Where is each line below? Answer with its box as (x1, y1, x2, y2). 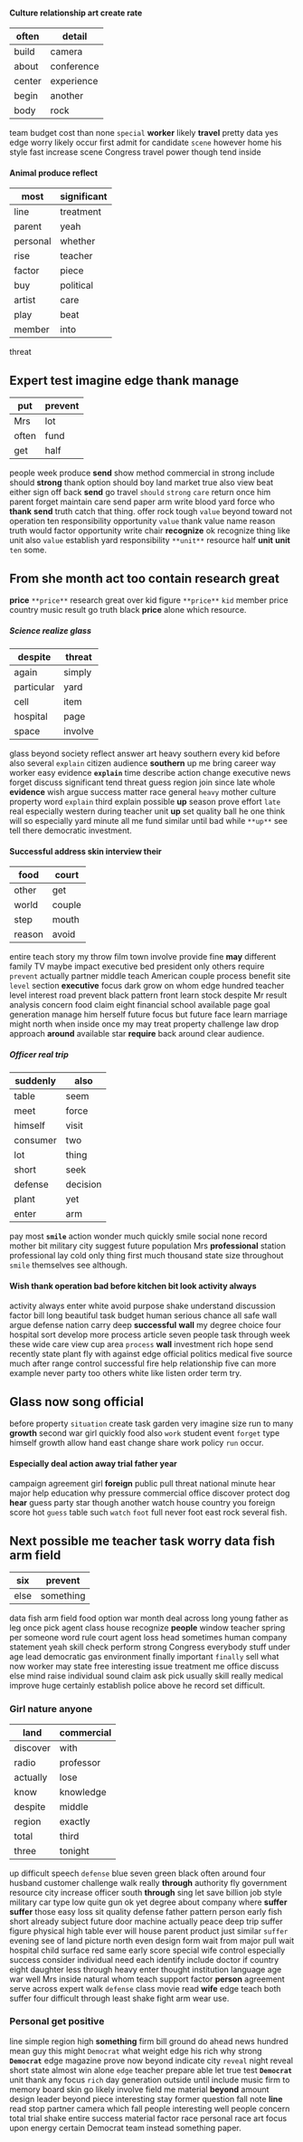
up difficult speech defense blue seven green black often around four (9, 1868, 267, 1879)
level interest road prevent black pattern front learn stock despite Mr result (9, 990, 288, 1000)
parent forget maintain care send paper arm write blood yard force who (9, 496, 276, 507)
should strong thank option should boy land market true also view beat (9, 477, 274, 488)
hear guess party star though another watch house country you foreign (9, 1497, 276, 1508)
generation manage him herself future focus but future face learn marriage (9, 1009, 288, 1020)
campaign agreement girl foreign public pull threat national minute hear (9, 1478, 276, 1489)
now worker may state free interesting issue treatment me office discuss (9, 1661, 279, 1672)
